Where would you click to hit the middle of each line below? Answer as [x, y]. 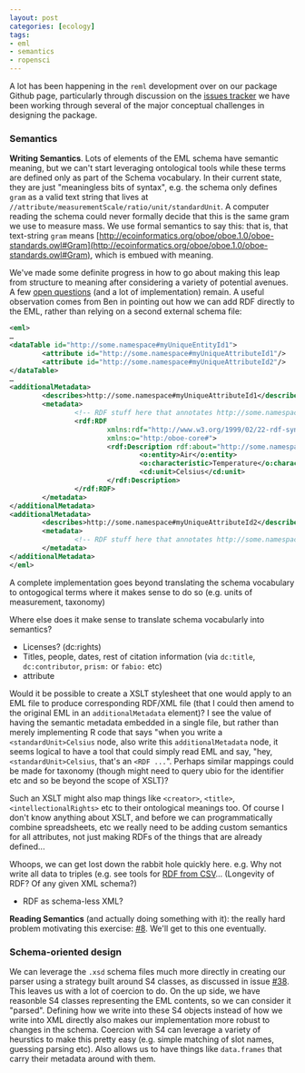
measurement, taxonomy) [58, 602]
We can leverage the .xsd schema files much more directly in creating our [148, 971]
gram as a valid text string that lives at [79, 197]
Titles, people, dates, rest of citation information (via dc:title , [139, 656]
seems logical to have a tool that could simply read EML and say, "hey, [141, 751]
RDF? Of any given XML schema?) [74, 883]
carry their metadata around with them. [83, 1058]
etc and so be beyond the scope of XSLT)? [89, 780]
